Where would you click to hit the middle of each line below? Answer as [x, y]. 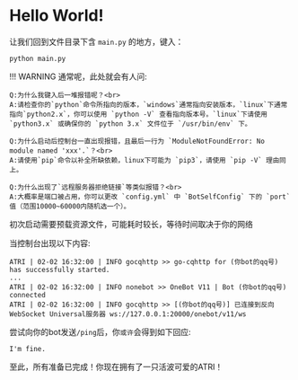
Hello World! [57, 16]
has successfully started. [60, 270]
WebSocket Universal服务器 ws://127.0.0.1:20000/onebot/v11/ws [128, 314]
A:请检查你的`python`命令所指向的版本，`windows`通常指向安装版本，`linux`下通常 [149, 104]
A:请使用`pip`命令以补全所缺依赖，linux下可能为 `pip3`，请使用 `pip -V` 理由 [145, 160]
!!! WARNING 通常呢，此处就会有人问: [78, 76]
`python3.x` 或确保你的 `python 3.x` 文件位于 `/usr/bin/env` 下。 [131, 124]
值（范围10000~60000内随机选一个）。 [70, 206]
